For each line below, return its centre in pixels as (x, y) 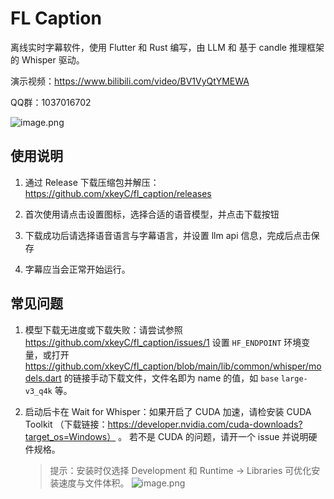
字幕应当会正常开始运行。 (77, 269)
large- (294, 378)
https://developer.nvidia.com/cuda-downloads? (205, 424)
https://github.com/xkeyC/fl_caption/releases (118, 193)
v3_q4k (38, 391)
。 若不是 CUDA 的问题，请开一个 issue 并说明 (213, 436)
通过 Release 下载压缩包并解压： (92, 182)
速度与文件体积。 (94, 483)
